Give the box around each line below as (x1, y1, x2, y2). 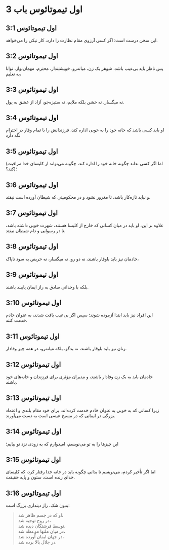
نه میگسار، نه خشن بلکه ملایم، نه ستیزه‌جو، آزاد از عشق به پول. (6, 99, 124, 105)
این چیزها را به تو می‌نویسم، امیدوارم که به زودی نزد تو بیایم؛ (6, 441, 119, 447)
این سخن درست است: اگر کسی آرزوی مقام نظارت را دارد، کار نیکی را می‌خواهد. (6, 37, 158, 43)
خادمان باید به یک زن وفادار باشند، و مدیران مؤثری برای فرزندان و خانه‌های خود (6, 374, 153, 380)
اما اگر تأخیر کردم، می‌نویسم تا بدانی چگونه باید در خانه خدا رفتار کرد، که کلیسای (6, 469, 156, 475)
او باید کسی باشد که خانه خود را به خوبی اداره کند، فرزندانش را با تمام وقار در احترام (6, 127, 164, 133)
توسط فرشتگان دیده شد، (18, 523, 66, 529)
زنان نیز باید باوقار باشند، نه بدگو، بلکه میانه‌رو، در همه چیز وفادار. (6, 346, 127, 352)
